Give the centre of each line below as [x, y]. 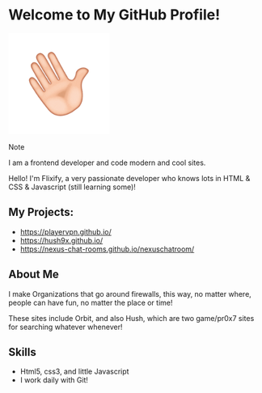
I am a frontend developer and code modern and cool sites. [107, 163]
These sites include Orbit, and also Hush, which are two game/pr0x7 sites [131, 318]
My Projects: [41, 212]
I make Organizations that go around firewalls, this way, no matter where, [130, 294]
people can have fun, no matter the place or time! [91, 302]
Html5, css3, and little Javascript [74, 372]
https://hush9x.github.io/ [61, 240]
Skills [22, 352]
